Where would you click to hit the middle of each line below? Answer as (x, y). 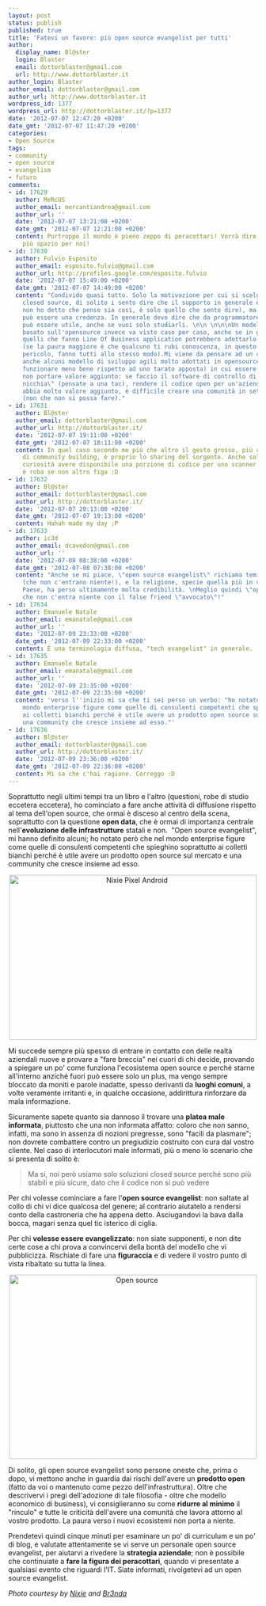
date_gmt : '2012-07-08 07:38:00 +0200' (81, 568)
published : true (35, 30)
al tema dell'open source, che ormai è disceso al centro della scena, (119, 813)
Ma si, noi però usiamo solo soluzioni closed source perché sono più (139, 1174)
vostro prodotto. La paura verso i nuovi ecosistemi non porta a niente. (122, 1520)
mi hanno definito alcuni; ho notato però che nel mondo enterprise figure (127, 838)
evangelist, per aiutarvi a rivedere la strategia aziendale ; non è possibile (127, 1552)
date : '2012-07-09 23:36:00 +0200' (74, 759)
